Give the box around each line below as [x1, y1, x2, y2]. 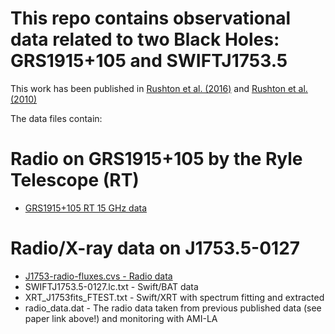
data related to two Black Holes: [10, 28, 280, 51]
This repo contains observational [10, 7, 292, 30]
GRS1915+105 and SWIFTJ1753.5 [10, 50, 288, 72]
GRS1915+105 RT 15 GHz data [24, 202, 148, 214]
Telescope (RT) [10, 169, 140, 192]
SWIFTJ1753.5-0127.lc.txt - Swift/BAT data [24, 280, 199, 292]
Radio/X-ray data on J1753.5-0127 [10, 237, 301, 260]
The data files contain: [10, 112, 103, 124]
